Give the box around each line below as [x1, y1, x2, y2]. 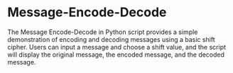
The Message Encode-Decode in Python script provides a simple [7, 28, 198, 36]
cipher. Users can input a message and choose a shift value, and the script [7, 43, 226, 51]
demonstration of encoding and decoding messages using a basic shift [7, 35, 215, 43]
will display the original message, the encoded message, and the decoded [7, 50, 225, 59]
